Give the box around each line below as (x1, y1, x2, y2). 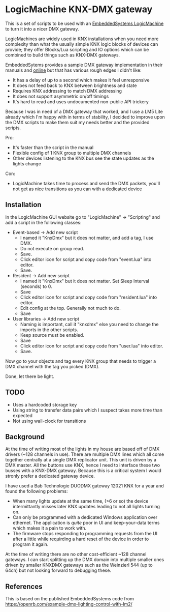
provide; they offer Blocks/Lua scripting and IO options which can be (5, 46, 149, 52)
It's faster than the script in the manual (12, 144, 94, 151)
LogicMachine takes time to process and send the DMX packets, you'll (12, 180, 160, 186)
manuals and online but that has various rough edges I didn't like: (5, 67, 142, 73)
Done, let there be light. (5, 373, 55, 380)
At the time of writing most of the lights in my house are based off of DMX (5, 446, 160, 452)
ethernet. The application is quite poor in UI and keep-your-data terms (12, 520, 160, 526)
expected (12, 412, 33, 418)
